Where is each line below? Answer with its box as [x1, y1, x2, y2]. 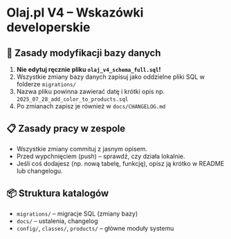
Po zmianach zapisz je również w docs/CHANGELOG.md [16, 102, 166, 110]
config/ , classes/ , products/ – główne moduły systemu [16, 224, 174, 232]
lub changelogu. [16, 166, 63, 175]
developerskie [6, 19, 91, 35]
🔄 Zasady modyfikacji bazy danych [6, 47, 161, 59]
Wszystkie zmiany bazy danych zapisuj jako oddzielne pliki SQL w [16, 73, 205, 81]
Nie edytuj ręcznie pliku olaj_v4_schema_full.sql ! [16, 66, 161, 73]
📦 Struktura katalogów [6, 188, 109, 200]
